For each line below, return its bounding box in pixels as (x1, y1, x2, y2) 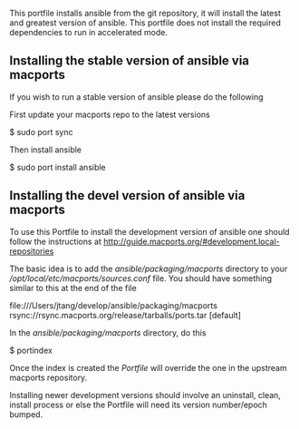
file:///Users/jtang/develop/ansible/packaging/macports (9, 299, 217, 311)
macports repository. (9, 372, 88, 383)
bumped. (9, 408, 43, 420)
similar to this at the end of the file (9, 282, 138, 293)
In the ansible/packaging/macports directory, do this (9, 327, 207, 338)
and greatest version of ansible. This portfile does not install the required (9, 17, 281, 28)
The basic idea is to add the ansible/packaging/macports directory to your (9, 263, 288, 274)
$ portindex (9, 345, 53, 356)
